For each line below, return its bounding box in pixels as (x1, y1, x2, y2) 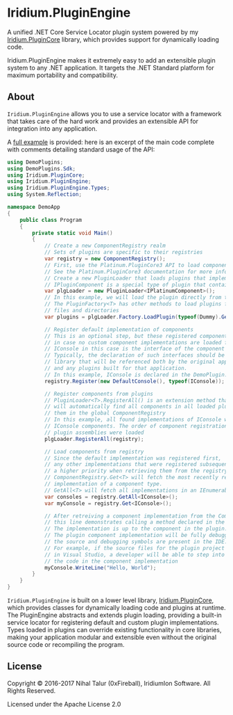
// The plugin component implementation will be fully (44, 532, 207, 539)
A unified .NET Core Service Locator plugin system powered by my (7, 28, 199, 36)
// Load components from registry (44, 448, 144, 455)
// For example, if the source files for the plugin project (44, 545, 225, 552)
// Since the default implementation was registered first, (44, 454, 222, 462)
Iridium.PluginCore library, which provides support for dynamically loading (7, 35, 220, 43)
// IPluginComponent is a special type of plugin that (44, 281, 207, 288)
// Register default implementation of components (44, 326, 194, 333)
